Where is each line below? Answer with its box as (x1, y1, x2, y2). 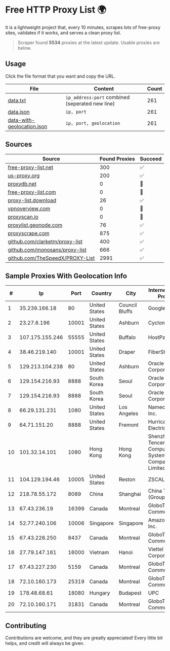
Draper (118, 349, 136, 356)
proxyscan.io (8, 213, 39, 220)
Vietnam (89, 549, 109, 556)
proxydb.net (8, 180, 37, 187)
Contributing (5, 621, 47, 630)
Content (94, 85, 114, 92)
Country (91, 290, 112, 297)
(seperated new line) (65, 100, 115, 107)
